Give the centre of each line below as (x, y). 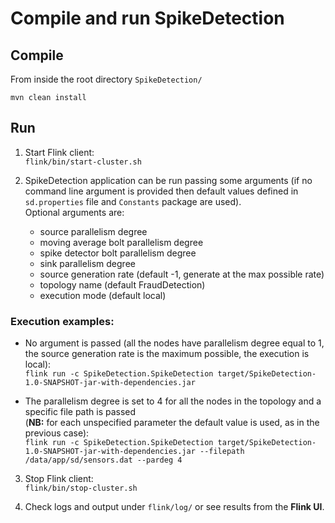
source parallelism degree (93, 231)
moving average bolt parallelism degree (121, 242)
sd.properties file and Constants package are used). (133, 201)
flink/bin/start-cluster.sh (83, 162)
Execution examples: (62, 321)
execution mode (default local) (103, 295)
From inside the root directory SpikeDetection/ (106, 79)
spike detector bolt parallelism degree (118, 253)
